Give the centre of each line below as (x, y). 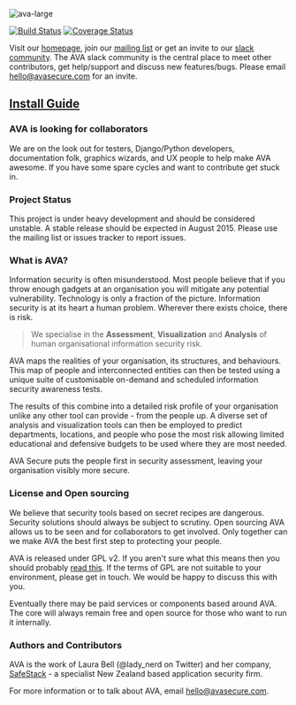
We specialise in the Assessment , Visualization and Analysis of (149, 334)
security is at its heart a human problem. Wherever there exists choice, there (148, 308)
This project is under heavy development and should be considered (132, 218)
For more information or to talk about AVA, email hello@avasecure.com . (139, 691)
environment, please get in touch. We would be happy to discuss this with (144, 577)
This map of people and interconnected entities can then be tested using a (145, 371)
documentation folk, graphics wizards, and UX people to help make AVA (140, 157)
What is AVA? (39, 260)
